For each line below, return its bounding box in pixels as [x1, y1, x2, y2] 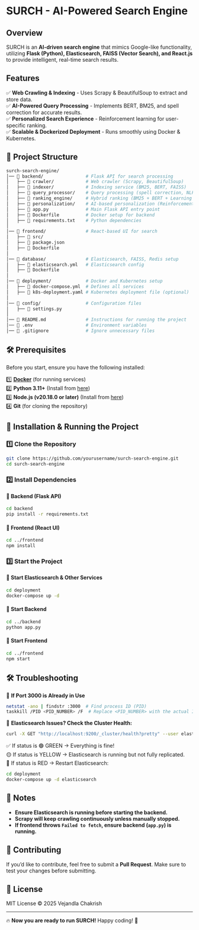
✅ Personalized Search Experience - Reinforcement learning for [6, 115, 165, 122]
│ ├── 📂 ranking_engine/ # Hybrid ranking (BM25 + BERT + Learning [6, 195, 192, 201]
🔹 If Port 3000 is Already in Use [6, 692, 85, 699]
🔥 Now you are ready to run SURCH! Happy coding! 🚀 [6, 917, 138, 924]
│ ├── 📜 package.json [6, 239, 65, 245]
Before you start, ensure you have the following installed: [6, 363, 145, 371]
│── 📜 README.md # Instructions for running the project [6, 317, 187, 323]
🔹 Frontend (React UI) [6, 524, 60, 531]
